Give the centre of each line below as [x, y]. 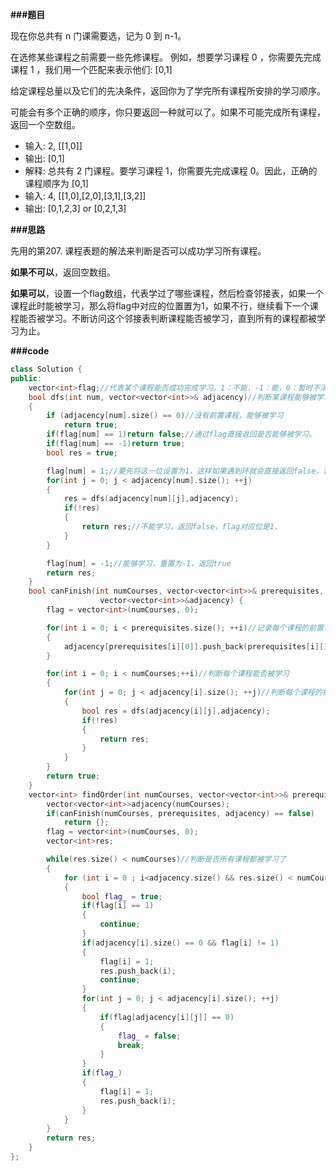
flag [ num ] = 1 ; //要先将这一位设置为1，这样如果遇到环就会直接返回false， [185, 471]
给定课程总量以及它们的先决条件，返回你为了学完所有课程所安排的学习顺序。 [168, 91]
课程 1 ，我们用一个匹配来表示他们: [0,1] [91, 69]
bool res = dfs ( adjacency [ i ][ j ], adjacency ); [176, 711]
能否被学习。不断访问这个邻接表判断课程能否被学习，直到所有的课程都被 [167, 318]
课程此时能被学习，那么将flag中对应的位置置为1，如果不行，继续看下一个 [160, 306]
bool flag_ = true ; [122, 896]
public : [26, 378]
